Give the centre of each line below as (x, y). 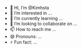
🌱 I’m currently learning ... (36, 18)
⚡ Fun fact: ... (23, 42)
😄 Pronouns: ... (26, 36)
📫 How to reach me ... (33, 29)
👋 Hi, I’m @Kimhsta (29, 8)
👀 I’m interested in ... (31, 13)
